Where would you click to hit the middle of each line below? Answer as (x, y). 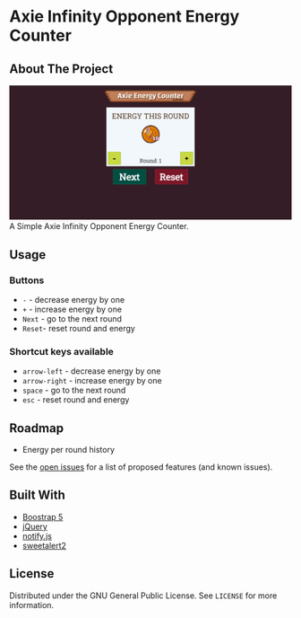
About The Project (61, 69)
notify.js (37, 535)
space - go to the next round (74, 390)
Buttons (27, 280)
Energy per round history (68, 450)
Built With (37, 495)
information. (32, 605)
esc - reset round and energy (76, 400)
